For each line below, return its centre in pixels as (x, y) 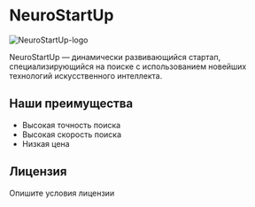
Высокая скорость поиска (72, 134)
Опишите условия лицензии (62, 193)
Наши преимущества (71, 104)
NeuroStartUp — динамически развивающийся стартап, (115, 57)
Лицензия (38, 172)
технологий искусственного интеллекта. (86, 75)
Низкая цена (46, 143)
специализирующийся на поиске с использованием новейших (128, 66)
